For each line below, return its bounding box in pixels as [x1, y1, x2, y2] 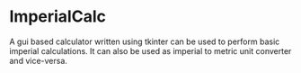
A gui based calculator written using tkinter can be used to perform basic [9, 36, 280, 47]
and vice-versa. [9, 55, 67, 66]
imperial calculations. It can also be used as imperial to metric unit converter [9, 45, 292, 56]
